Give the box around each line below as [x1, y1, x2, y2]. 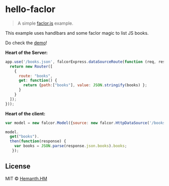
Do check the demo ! [5, 39, 47, 46]
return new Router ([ [10, 64, 53, 69]
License [5, 162, 31, 171]
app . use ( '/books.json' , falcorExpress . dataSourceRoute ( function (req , [5, 59, 156, 64]
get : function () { [18, 78, 57, 83]
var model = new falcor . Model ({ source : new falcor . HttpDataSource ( [5, 120, 150, 126]
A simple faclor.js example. [17, 20, 74, 26]
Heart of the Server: [5, 49, 48, 55]
